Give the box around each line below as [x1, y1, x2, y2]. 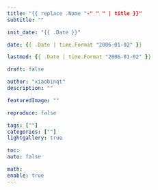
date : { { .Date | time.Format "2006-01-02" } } [7, 41, 142, 48]
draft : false [7, 66, 44, 73]
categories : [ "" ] [7, 128, 57, 135]
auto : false [7, 154, 41, 161]
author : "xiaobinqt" [7, 78, 66, 86]
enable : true [7, 172, 44, 179]
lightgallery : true [7, 134, 63, 141]
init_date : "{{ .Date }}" [7, 29, 81, 36]
